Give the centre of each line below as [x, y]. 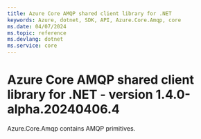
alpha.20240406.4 [63, 110]
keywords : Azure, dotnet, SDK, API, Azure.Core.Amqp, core [94, 20]
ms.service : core [32, 46]
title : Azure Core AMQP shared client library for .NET [89, 13]
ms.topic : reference [37, 33]
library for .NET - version [80, 95]
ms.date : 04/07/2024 [37, 26]
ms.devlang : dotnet [35, 39]
